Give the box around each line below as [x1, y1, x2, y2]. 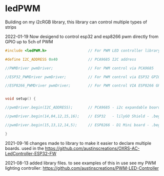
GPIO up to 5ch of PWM [5, 38, 53, 44]
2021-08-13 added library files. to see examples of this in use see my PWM [5, 160, 156, 166]
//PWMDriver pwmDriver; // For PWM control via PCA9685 [5, 66, 154, 70]
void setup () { [5, 96, 36, 101]
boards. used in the [5, 145, 44, 151]
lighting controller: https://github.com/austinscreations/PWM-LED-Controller [5, 165, 159, 171]
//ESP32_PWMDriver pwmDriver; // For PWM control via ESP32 [5, 74, 150, 79]
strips [5, 24, 17, 30]
